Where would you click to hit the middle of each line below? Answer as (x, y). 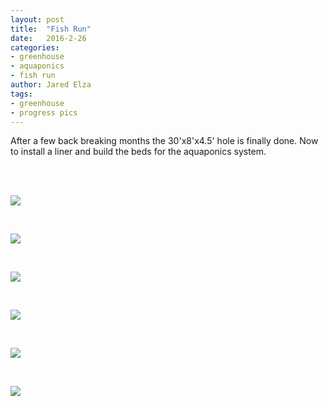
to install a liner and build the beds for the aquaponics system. (138, 152)
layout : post (37, 19)
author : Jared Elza (51, 85)
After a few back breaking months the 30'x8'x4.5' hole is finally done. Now (164, 141)
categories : (35, 47)
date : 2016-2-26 (48, 38)
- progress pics (44, 112)
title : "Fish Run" (51, 29)
